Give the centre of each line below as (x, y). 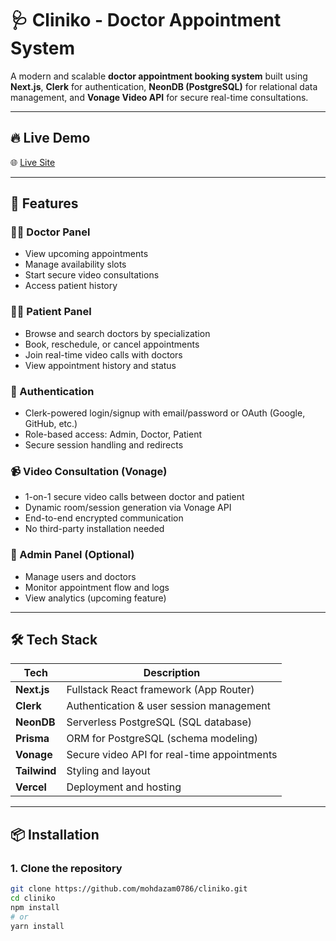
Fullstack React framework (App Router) (160, 690)
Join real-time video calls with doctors (103, 354)
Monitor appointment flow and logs (97, 587)
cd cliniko (33, 898)
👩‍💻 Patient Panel (51, 312)
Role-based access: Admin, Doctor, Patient (113, 434)
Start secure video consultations (92, 275)
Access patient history (71, 286)
